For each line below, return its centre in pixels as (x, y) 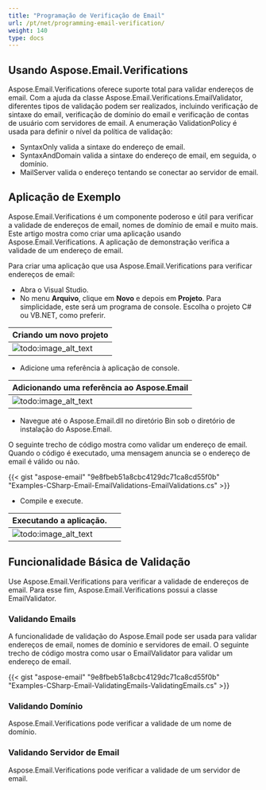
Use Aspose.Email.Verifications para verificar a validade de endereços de (129, 581)
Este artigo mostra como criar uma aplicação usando (94, 233)
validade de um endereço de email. (66, 250)
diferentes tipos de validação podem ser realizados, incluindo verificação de (133, 106)
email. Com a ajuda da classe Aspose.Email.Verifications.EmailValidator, (126, 98)
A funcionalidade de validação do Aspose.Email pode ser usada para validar (133, 636)
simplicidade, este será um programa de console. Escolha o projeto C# (135, 307)
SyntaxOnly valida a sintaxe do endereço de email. (102, 147)
